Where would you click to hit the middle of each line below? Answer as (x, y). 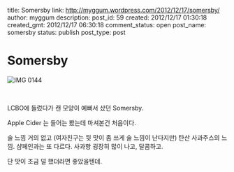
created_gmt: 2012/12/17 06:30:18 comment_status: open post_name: (107, 25)
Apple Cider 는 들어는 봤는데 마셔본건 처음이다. (72, 122)
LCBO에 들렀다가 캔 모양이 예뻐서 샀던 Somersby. (75, 108)
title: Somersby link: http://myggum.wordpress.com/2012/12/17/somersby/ (114, 10)
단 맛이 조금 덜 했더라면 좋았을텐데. (55, 161)
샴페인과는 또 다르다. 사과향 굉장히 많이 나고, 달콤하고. (90, 146)
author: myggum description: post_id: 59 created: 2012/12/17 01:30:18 (107, 17)
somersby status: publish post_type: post (66, 32)
